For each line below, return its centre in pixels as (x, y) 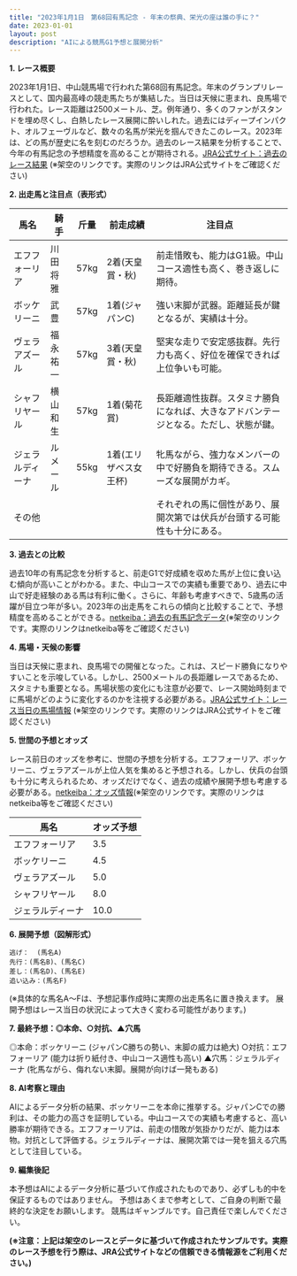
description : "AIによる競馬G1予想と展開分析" (86, 42)
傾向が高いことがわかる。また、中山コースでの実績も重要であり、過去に (148, 584)
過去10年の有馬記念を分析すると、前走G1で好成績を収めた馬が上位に (134, 573)
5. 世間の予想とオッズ (49, 741)
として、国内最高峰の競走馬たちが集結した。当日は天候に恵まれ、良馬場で (152, 98)
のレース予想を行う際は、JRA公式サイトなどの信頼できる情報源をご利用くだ (148, 1252)
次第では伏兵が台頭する (213, 518)
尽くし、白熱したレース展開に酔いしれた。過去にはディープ (148, 120)
